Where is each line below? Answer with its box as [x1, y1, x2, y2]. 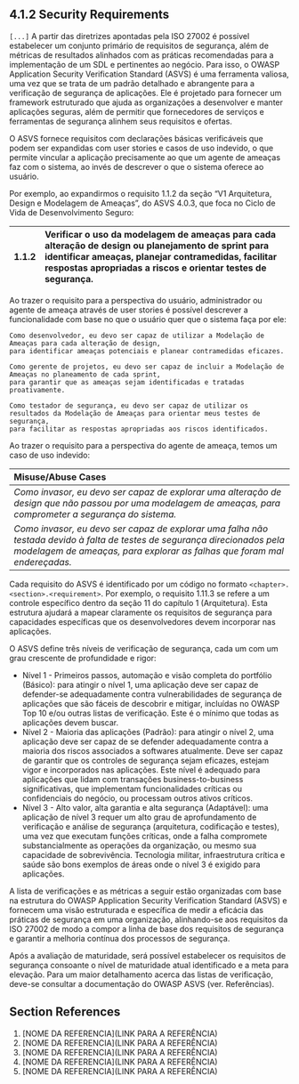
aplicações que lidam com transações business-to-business [21, 773, 244, 784]
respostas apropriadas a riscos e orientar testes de [44, 262, 267, 274]
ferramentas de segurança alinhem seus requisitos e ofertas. [9, 116, 233, 126]
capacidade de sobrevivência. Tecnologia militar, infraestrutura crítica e [21, 849, 286, 860]
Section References [9, 1005, 121, 1020]
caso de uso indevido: [9, 449, 91, 460]
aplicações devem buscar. [21, 716, 118, 728]
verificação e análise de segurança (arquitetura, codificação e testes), [21, 821, 280, 831]
